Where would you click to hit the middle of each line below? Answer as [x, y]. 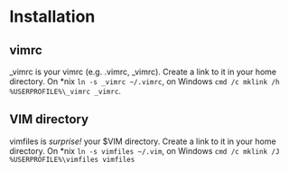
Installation [52, 17]
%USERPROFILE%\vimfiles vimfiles [72, 159]
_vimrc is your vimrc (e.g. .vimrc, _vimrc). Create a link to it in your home [143, 72]
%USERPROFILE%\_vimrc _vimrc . [65, 91]
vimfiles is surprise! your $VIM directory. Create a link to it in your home [143, 141]
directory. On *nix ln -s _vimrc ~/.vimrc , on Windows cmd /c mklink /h [144, 81]
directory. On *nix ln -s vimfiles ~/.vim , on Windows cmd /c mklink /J [144, 150]
